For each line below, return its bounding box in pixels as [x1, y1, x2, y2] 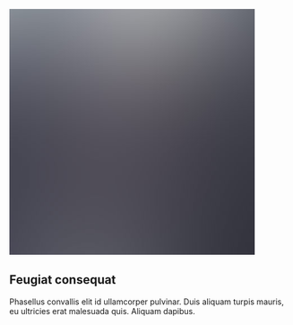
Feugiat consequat [9, 272, 116, 287]
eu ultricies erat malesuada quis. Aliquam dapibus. [9, 305, 195, 316]
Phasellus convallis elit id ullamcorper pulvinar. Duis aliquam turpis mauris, [9, 296, 284, 307]
